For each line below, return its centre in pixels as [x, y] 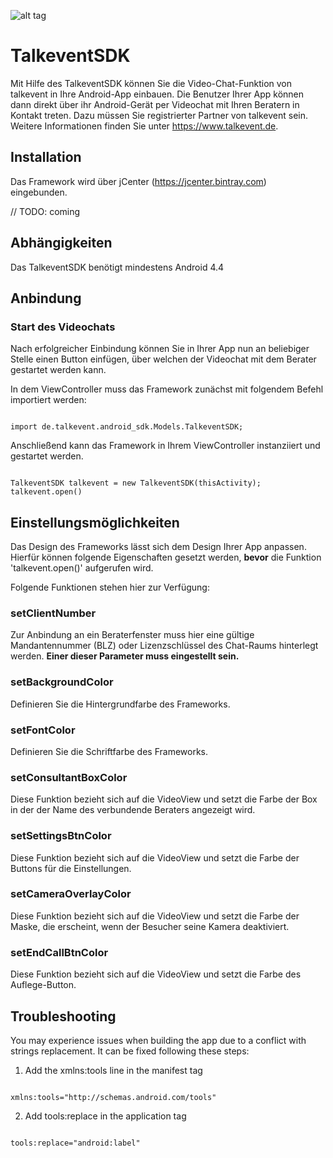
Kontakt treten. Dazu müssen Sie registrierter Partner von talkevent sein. [159, 115]
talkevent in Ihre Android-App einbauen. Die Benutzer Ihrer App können [157, 94]
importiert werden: [48, 400]
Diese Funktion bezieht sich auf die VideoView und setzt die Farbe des [156, 974]
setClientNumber [53, 613]
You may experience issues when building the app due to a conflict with [158, 1040]
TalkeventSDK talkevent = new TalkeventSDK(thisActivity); [136, 483]
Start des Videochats [63, 327]
